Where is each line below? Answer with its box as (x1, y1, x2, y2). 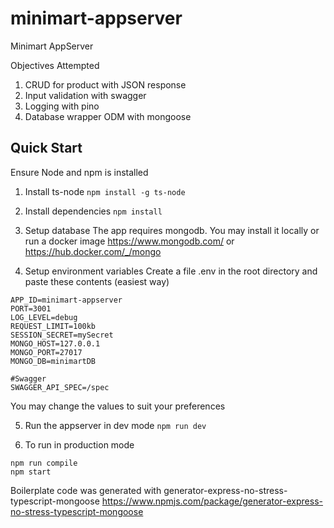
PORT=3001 (10, 303, 52, 314)
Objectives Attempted (10, 59, 100, 71)
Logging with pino (24, 100, 100, 112)
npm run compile (10, 458, 78, 468)
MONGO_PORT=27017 (10, 347, 83, 357)
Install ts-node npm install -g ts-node (24, 185, 186, 197)
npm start (10, 467, 52, 477)
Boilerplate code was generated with (10, 484, 162, 496)
